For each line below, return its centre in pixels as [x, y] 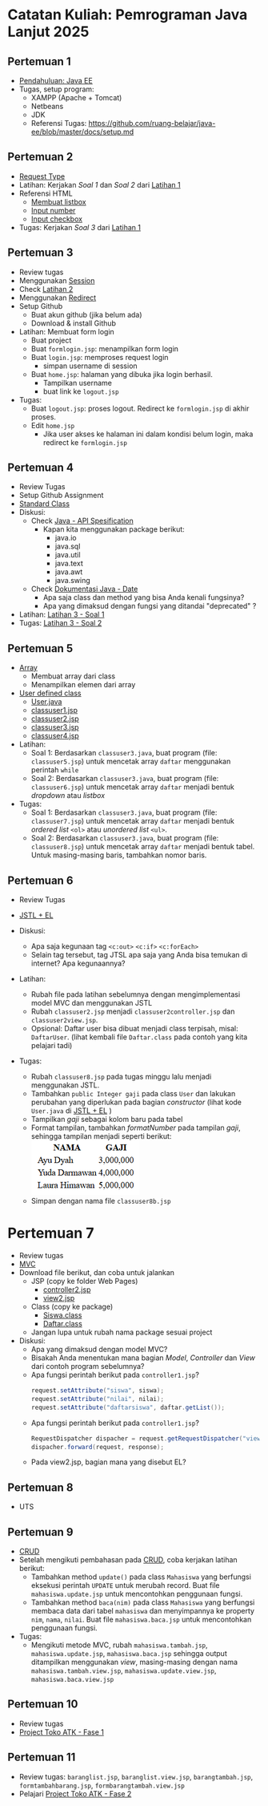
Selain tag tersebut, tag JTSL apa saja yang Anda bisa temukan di [139, 955]
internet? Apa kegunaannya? [78, 963]
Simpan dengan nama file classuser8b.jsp [101, 1201]
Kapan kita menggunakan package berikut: [114, 529]
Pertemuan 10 [43, 1705]
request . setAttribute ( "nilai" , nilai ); [98, 1399]
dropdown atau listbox [68, 796]
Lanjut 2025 [48, 32]
